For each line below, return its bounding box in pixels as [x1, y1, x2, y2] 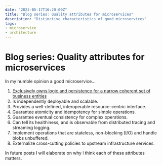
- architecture [5, 30, 37, 35]
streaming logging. [12, 124, 51, 130]
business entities [12, 93, 47, 99]
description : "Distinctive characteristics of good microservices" [5, 16, 147, 21]
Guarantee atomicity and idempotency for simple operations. [12, 109, 136, 115]
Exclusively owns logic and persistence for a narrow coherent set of [12, 87, 151, 94]
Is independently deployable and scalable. [12, 98, 99, 104]
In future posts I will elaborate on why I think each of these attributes [5, 150, 145, 156]
